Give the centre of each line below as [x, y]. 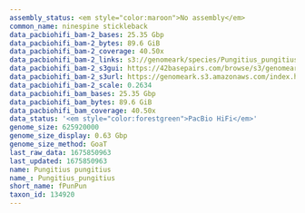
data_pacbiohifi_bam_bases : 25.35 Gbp [83, 93]
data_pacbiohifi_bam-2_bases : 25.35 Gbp [87, 34]
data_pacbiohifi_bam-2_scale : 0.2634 [81, 85]
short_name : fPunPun [49, 187]
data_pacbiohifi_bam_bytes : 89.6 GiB [81, 102]
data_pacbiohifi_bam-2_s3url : [67, 77]
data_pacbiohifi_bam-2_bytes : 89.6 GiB [85, 43]
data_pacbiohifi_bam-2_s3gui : [67, 69]
